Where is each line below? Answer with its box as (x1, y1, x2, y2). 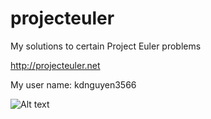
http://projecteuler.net (10, 59, 101, 71)
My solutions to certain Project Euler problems (10, 40, 202, 52)
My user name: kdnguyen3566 (10, 78, 137, 91)
